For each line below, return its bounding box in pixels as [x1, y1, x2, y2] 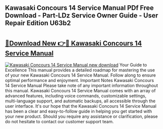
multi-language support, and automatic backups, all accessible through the [5, 98, 156, 104]
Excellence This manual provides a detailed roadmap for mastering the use [5, 67, 155, 73]
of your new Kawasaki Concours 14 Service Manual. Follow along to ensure [5, 72, 156, 78]
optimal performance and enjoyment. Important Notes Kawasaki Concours [5, 78, 154, 83]
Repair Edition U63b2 [5, 19, 71, 27]
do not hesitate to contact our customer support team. [5, 119, 114, 124]
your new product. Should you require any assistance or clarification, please [5, 113, 158, 119]
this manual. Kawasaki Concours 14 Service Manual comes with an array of [5, 88, 156, 94]
